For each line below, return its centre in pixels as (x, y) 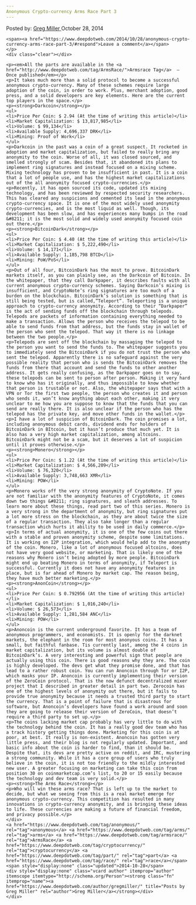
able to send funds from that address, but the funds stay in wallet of (97, 326)
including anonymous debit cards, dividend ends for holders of (86, 424)
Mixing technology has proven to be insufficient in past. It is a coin (97, 173)
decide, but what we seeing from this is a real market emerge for (90, 794)
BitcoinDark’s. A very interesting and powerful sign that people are (94, 655)
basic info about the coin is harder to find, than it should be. (89, 748)
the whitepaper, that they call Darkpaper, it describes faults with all (98, 280)
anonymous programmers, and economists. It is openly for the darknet (94, 634)
